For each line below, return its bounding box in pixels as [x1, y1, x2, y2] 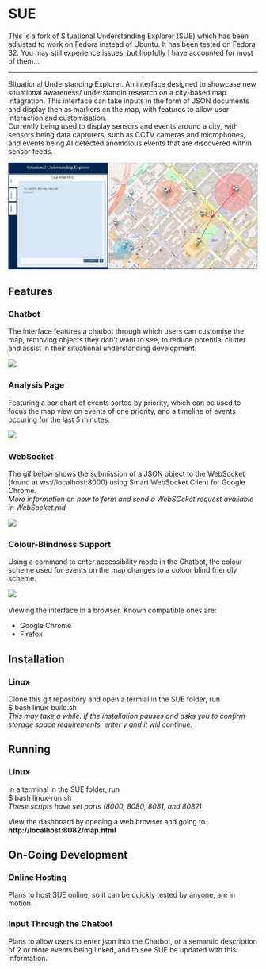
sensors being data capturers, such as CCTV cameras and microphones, [8, 129, 246, 139]
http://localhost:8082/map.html [8, 825, 116, 835]
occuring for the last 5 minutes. [8, 415, 111, 424]
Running [8, 743, 51, 756]
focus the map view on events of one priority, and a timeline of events [8, 406, 236, 415]
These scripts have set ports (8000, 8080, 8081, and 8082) [8, 801, 203, 811]
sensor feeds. [8, 146, 53, 156]
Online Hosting [8, 872, 67, 882]
